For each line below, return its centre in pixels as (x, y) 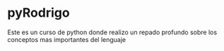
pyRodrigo (39, 13)
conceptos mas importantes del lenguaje (67, 39)
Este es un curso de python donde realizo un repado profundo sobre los (112, 32)
